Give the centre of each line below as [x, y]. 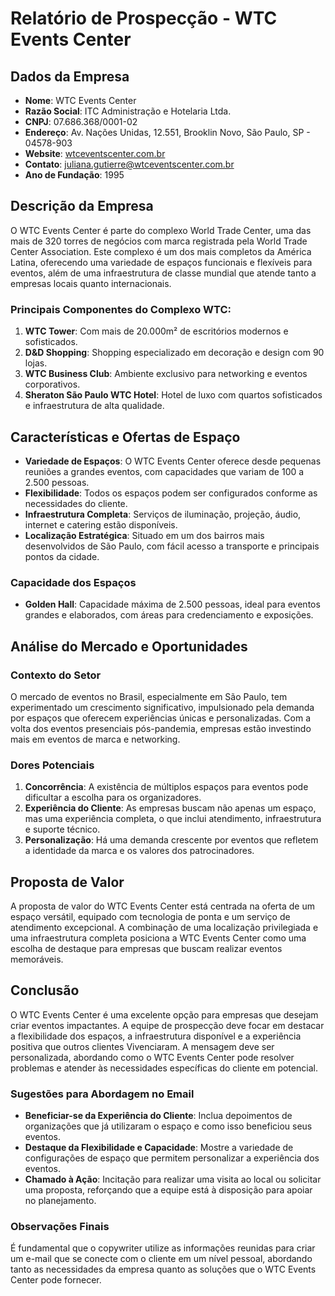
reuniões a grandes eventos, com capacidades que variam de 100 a [164, 471]
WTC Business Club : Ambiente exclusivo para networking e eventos [166, 374]
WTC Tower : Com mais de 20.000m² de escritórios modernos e [156, 331]
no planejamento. [60, 1201]
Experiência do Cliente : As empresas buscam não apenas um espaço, [170, 808]
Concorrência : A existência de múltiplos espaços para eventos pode [166, 787]
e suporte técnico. [62, 829]
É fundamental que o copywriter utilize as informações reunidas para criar [163, 1248]
